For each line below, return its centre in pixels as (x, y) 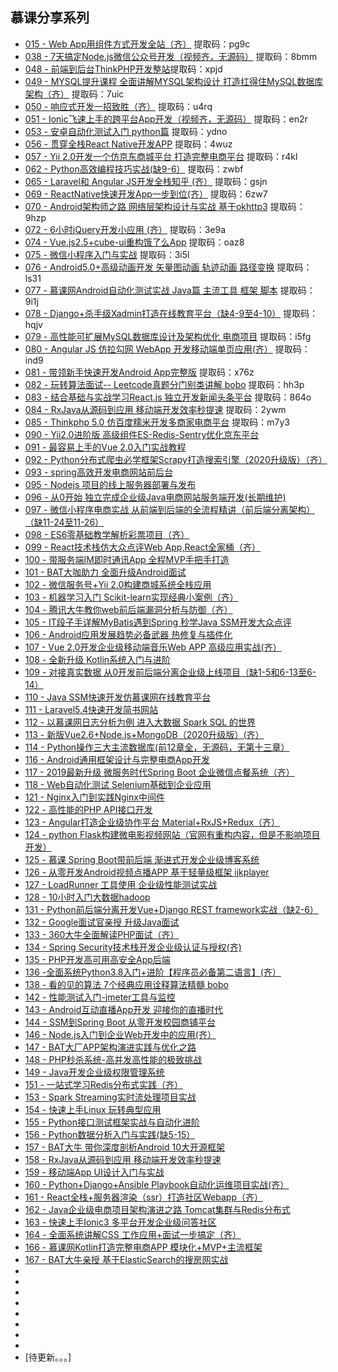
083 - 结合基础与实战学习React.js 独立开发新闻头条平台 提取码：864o (168, 397)
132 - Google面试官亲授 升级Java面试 (102, 922)
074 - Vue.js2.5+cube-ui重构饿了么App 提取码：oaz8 (134, 242)
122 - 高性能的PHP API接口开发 (88, 809)
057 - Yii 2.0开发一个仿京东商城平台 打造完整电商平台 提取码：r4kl (161, 156)
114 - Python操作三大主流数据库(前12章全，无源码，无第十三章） (157, 747)
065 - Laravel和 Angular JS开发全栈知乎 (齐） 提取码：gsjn (146, 181)
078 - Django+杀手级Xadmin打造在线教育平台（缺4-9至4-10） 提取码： (171, 313)
